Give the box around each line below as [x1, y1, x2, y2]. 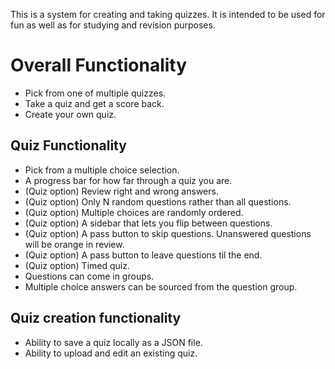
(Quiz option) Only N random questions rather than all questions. [24, 195, 292, 208]
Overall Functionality [10, 54, 188, 77]
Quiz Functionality [10, 137, 127, 154]
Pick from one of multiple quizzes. [24, 87, 167, 99]
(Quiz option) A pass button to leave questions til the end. [24, 249, 263, 261]
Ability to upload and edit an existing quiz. [24, 347, 198, 359]
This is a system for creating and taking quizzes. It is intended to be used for [10, 9, 326, 20]
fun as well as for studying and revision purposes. [10, 19, 216, 31]
